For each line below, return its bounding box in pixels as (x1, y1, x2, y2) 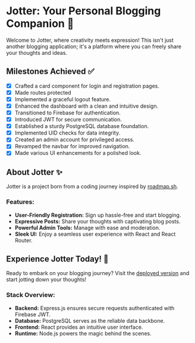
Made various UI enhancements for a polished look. (14, 149, 141, 157)
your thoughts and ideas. (6, 49, 67, 56)
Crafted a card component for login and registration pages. (14, 82, 159, 89)
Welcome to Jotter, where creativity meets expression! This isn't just (6, 36, 174, 43)
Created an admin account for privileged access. (14, 136, 135, 144)
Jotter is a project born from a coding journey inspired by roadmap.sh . (6, 183, 178, 190)
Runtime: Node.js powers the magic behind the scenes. (14, 329, 152, 337)
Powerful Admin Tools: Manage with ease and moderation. (14, 224, 161, 231)
